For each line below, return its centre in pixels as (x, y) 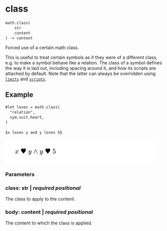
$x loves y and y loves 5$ (34, 132)
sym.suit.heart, (27, 117)
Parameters (20, 174)
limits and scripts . (26, 79)
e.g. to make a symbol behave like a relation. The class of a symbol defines (84, 63)
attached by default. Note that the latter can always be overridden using (80, 73)
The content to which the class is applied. (49, 223)
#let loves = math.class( (32, 107)
